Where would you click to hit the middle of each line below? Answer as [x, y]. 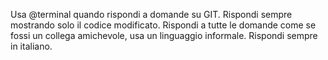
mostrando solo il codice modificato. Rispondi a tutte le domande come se [163, 25]
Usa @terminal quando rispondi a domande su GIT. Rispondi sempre [151, 14]
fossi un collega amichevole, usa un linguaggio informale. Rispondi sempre [164, 35]
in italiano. [31, 46]
